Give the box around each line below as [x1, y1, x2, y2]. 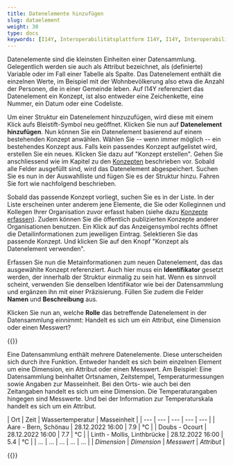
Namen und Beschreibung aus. [7, 295, 98, 303]
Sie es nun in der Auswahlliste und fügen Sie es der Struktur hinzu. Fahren [7, 172, 220, 181]
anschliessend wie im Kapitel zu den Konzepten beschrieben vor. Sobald [7, 157, 215, 166]
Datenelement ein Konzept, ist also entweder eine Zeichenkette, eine [7, 92, 204, 101]
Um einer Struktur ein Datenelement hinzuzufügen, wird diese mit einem [7, 113, 214, 122]
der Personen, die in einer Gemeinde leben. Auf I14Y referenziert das [7, 85, 205, 93]
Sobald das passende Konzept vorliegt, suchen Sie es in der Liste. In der [7, 193, 214, 202]
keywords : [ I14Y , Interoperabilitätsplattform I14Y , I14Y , [7, 36, 182, 43]
